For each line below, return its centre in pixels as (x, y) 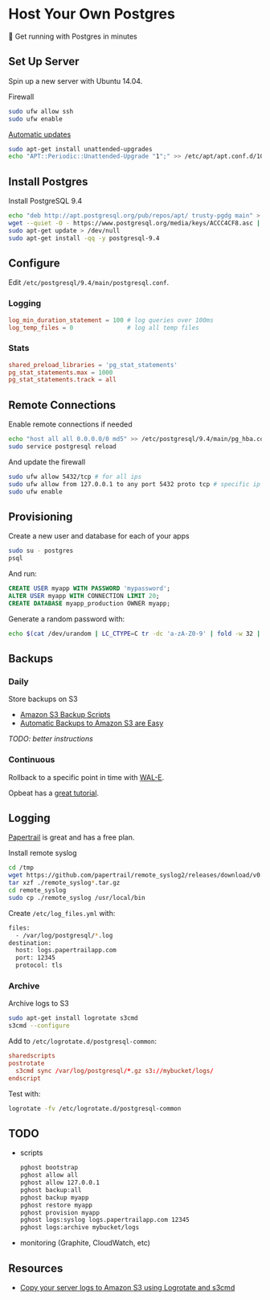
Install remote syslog (43, 853)
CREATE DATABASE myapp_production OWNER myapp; (90, 603)
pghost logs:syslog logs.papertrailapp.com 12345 (105, 1220)
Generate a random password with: (67, 619)
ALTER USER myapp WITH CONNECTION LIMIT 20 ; (84, 596)
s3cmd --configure (39, 1026)
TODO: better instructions (51, 739)
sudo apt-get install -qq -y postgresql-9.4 (84, 238)
